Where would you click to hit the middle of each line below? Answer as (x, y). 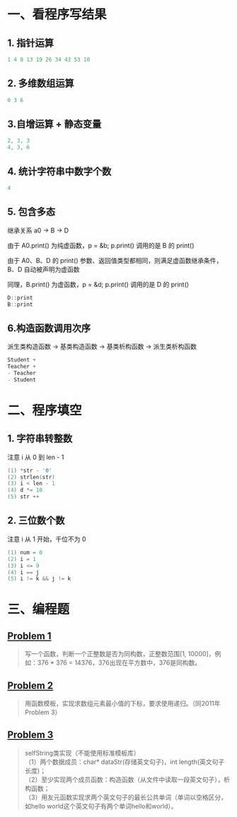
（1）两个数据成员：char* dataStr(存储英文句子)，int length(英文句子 (125, 762)
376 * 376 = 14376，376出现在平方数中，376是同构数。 (119, 663)
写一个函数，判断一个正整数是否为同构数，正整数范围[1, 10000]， (120, 654)
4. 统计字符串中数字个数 (59, 171)
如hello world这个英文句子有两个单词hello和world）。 (101, 806)
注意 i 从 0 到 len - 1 (36, 457)
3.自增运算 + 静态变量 (54, 124)
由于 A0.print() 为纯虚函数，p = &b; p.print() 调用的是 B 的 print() (101, 245)
